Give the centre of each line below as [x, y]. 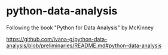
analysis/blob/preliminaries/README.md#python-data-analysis [84, 45]
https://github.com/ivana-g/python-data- [57, 39]
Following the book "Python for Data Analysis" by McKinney [80, 27]
